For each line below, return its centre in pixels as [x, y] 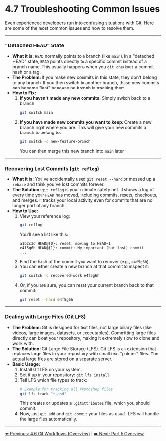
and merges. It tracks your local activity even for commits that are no [82, 200]
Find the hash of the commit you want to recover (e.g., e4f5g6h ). [85, 262]
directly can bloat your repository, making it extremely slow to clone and [86, 338]
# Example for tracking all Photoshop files [66, 389]
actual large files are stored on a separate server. [62, 359]
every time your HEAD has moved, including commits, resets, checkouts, [85, 195]
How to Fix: [24, 93]
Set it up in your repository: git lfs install [64, 375]
